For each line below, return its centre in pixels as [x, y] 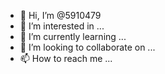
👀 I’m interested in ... [62, 26]
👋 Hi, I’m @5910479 [60, 15]
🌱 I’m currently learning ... [73, 36]
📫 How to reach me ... [66, 58]
